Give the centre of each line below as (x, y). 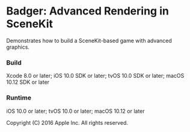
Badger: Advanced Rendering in (88, 11)
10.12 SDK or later (28, 82)
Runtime (19, 98)
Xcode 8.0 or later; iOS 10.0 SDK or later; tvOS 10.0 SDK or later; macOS (95, 76)
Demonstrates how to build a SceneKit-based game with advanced (89, 40)
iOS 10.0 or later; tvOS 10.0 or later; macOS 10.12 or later (76, 111)
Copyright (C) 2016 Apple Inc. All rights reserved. (67, 122)
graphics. (18, 47)
